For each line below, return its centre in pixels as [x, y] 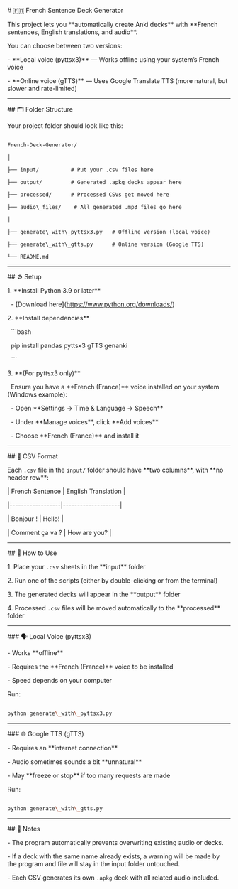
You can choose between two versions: [65, 46]
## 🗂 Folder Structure [40, 109]
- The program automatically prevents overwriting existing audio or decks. [115, 842]
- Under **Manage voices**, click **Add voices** [84, 422]
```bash [21, 332]
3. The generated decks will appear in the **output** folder [94, 594]
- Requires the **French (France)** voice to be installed [90, 667]
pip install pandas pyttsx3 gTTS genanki [69, 345]
